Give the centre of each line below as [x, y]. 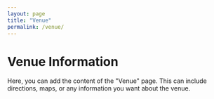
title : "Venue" [29, 20]
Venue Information [63, 61]
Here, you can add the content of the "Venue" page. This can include [107, 81]
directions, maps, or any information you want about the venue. [99, 88]
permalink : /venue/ [36, 27]
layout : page [26, 14]
